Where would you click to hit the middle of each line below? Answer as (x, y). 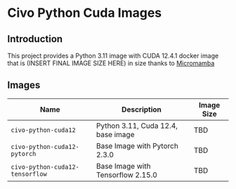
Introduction (35, 39)
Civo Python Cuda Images (85, 13)
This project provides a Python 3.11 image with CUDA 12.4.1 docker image (113, 56)
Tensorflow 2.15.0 (127, 175)
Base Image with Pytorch (137, 145)
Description (142, 109)
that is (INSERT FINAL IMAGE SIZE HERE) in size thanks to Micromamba (111, 63)
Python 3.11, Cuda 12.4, (137, 126)
